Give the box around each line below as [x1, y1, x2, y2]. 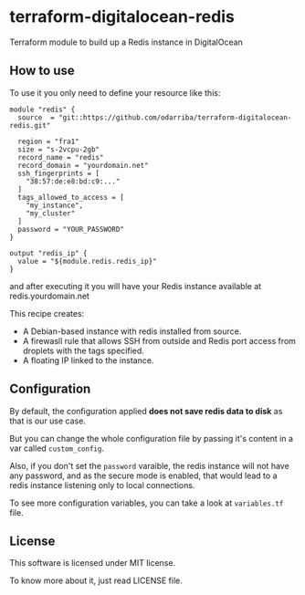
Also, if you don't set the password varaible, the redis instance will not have [9, 460, 289, 471]
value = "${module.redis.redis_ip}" [17, 256, 157, 266]
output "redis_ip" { [9, 248, 89, 257]
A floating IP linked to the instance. [22, 354, 154, 366]
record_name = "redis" [17, 152, 104, 162]
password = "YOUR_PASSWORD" [17, 224, 125, 234]
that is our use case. [9, 415, 87, 426]
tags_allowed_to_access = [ [17, 193, 125, 202]
